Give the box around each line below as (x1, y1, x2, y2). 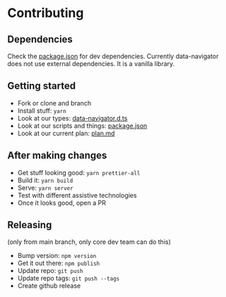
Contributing (7, 5, 84, 21)
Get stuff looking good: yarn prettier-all (17, 168, 141, 176)
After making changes (7, 150, 107, 162)
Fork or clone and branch (17, 99, 92, 107)
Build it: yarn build (17, 176, 73, 184)
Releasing (7, 219, 52, 231)
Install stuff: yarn (17, 106, 67, 115)
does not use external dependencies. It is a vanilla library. (7, 60, 175, 68)
